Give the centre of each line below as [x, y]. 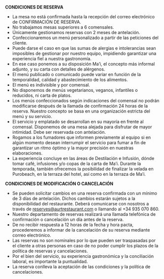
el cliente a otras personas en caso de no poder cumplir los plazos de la [85, 246]
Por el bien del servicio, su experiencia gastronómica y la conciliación [83, 256]
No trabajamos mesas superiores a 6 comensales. [63, 27]
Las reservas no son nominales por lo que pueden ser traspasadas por [84, 240]
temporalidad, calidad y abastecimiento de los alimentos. [70, 80]
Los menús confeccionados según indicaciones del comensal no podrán [86, 100]
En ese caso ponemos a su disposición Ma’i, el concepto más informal [83, 64]
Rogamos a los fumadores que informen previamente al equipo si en [82, 137]
